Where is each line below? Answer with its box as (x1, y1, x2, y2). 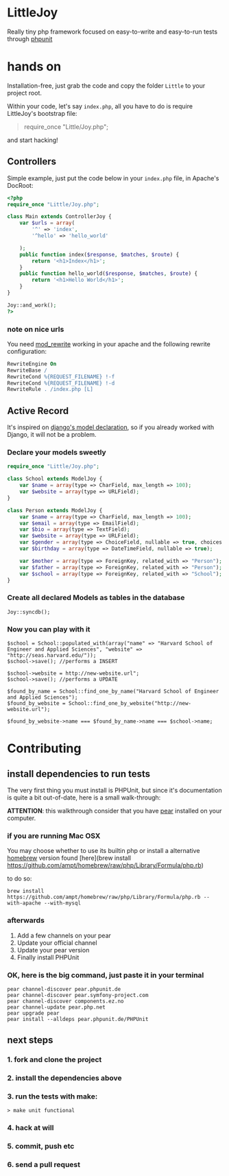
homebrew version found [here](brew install (7, 854, 132, 862)
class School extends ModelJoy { (7, 475, 103, 483)
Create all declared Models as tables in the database (7, 593, 185, 603)
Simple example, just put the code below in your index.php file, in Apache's (7, 173, 219, 182)
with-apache (7, 900, 41, 907)
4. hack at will (7, 1123, 54, 1133)
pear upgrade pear (7, 1009, 60, 1016)
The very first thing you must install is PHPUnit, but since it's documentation (7, 787, 222, 795)
